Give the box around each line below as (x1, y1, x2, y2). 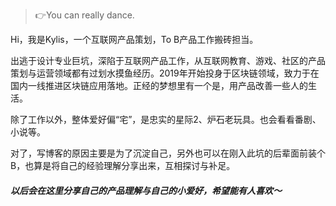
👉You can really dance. (34, 9, 135, 21)
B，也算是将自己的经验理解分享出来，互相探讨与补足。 (10, 160, 236, 171)
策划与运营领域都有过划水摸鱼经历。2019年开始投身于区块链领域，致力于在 (10, 67, 320, 79)
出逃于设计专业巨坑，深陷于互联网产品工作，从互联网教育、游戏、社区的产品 (10, 55, 326, 66)
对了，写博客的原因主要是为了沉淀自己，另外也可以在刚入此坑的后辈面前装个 (10, 147, 326, 159)
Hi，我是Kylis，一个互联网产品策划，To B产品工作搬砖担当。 (10, 34, 259, 45)
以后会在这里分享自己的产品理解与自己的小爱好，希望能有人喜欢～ (10, 184, 282, 196)
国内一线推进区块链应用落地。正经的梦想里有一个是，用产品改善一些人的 (10, 80, 308, 91)
